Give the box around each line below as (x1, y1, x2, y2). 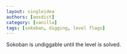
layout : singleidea (6, 8, 55, 15)
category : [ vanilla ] (6, 19, 58, 25)
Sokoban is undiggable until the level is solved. (6, 41, 121, 48)
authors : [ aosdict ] (6, 14, 55, 20)
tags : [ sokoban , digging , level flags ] (6, 25, 106, 31)
